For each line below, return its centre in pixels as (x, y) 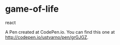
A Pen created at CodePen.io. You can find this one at (60, 32)
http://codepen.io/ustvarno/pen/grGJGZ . (47, 37)
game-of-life (32, 9)
